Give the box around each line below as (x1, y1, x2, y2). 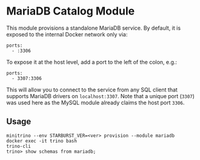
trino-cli (6, 143, 32, 149)
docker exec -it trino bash (6, 138, 78, 144)
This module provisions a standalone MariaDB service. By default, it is (6, 24, 181, 32)
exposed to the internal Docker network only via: (6, 30, 128, 38)
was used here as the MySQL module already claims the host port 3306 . (6, 99, 185, 106)
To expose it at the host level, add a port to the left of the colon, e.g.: (6, 58, 178, 65)
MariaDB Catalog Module (6, 4, 135, 18)
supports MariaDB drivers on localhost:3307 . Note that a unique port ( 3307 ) (6, 92, 195, 99)
